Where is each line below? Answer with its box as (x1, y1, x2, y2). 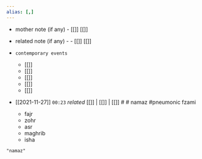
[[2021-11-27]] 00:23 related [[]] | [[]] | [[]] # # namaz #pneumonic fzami (15, 98, 197, 106)
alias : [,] (6, 8, 34, 15)
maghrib (24, 129, 46, 137)
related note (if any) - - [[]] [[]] (15, 37, 92, 44)
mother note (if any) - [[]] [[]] (15, 25, 88, 33)
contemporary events (15, 50, 68, 56)
